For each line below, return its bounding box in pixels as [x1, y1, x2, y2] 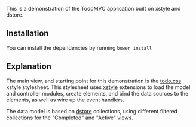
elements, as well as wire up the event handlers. [6, 96, 125, 103]
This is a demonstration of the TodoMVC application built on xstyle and [6, 5, 181, 12]
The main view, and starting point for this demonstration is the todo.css [6, 77, 182, 84]
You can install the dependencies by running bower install [6, 44, 152, 51]
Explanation [6, 62, 52, 72]
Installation [6, 28, 49, 39]
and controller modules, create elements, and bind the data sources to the [6, 90, 189, 97]
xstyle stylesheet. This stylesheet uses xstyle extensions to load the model [6, 83, 191, 91]
